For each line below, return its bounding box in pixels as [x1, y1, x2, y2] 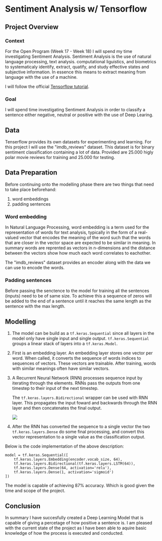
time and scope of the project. [5, 488, 65, 494]
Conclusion [5, 502, 41, 510]
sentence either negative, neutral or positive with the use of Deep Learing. [5, 112, 154, 118]
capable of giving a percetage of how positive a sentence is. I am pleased [5, 520, 153, 526]
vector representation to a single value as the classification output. [12, 434, 146, 440]
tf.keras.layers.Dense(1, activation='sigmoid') [14, 470, 114, 475]
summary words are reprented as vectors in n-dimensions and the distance [5, 245, 156, 251]
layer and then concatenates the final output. [12, 405, 102, 411]
